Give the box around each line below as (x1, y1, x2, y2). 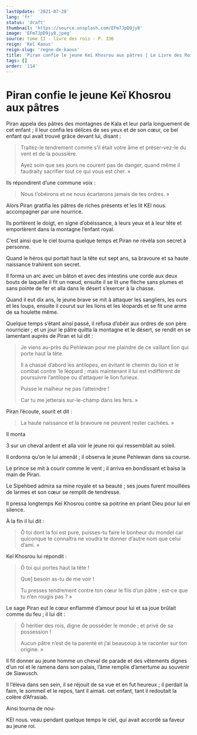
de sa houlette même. (6, 309, 59, 316)
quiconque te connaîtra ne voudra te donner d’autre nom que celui (20, 535, 181, 543)
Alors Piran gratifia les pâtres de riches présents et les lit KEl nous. (6, 202, 167, 209)
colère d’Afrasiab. (6, 693, 49, 701)
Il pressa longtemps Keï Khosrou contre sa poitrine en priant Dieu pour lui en (6, 500, 191, 507)
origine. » (20, 646, 44, 653)
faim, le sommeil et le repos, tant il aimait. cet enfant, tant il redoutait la (6, 687, 177, 695)
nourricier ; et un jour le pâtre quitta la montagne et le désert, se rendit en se (6, 326, 191, 333)
